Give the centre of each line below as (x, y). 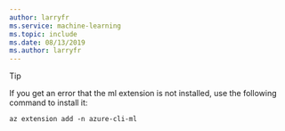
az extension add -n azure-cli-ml (73, 119)
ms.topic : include (43, 34)
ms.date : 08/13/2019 (48, 42)
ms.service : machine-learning (65, 26)
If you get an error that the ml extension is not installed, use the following (143, 94)
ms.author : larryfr (45, 51)
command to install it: (49, 102)
